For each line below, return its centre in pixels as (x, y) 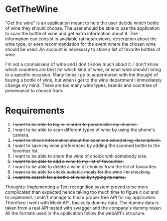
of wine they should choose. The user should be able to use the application (83, 28)
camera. (21, 135)
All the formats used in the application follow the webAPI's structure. (76, 213)
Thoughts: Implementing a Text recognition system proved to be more (77, 187)
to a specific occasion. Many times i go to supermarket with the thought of (82, 74)
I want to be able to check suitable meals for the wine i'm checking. (82, 172)
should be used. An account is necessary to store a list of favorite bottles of (83, 49)
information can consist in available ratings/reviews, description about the (81, 39)
